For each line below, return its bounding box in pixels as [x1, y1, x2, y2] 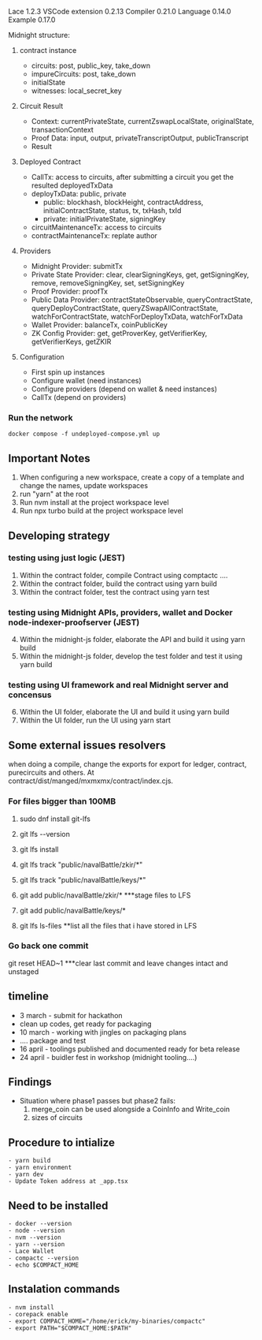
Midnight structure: [8, 31, 71, 39]
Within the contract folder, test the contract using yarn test [19, 587, 210, 596]
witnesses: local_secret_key [31, 86, 122, 95]
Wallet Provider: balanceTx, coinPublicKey [31, 320, 168, 330]
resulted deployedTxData [31, 181, 113, 190]
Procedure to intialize [8, 1136, 116, 1149]
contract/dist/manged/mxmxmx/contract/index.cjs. [8, 776, 174, 786]
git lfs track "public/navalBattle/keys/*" [19, 875, 146, 884]
